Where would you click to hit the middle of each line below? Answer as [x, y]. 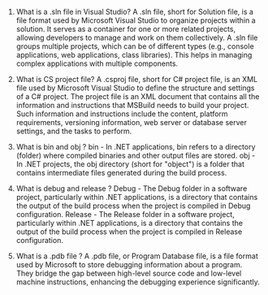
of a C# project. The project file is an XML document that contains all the [138, 96]
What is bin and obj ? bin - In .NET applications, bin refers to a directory [136, 147]
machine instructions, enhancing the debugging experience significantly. [138, 282]
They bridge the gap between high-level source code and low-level [129, 273]
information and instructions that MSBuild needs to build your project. [132, 105]
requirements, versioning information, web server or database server [132, 122]
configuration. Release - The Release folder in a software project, [125, 214]
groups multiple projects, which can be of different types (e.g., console [135, 46]
